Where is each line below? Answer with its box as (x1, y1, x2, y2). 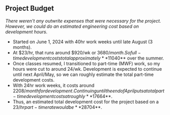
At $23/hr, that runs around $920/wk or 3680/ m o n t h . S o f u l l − (12, 49, 141, 55)
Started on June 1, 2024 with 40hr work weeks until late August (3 (12, 39, 153, 45)
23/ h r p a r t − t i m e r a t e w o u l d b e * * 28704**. (12, 104, 102, 110)
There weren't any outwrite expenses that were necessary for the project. (5, 17, 161, 24)
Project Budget (5, 4, 54, 13)
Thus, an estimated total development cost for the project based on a (12, 99, 159, 105)
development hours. (5, 28, 48, 35)
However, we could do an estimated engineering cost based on (5, 23, 139, 29)
